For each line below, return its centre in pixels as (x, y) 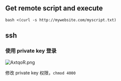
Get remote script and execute (54, 8)
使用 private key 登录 (31, 51)
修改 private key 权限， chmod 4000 (41, 72)
